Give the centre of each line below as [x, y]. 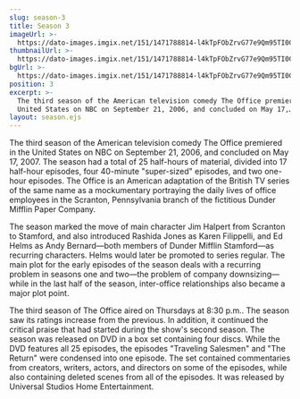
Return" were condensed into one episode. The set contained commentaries [150, 358]
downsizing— [254, 275]
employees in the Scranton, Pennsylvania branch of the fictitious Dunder [143, 200]
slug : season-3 [37, 17]
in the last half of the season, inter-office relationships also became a [158, 284]
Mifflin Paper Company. [53, 209]
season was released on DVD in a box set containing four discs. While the [145, 339]
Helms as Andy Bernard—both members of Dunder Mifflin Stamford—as [142, 246]
